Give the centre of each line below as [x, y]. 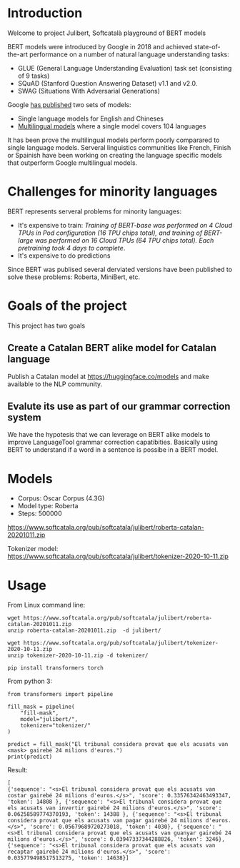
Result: [17, 770]
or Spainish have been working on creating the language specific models [115, 155]
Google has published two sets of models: [69, 104]
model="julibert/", [49, 720]
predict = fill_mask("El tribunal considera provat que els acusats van [118, 745]
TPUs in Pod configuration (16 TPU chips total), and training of [110, 233]
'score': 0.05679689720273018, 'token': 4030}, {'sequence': [122, 827]
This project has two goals [46, 325]
